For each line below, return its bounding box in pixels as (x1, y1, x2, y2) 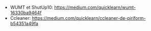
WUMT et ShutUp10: (10, 5, 54, 10)
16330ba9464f (10, 10, 42, 16)
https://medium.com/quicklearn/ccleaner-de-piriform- (32, 15, 146, 21)
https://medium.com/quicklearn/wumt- (54, 5, 136, 10)
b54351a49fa (10, 20, 38, 26)
